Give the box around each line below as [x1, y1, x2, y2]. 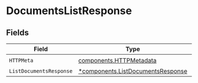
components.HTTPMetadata [78, 56, 157, 64]
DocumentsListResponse [6, 4, 133, 18]
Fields [6, 28, 29, 38]
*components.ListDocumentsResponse [78, 67, 187, 75]
